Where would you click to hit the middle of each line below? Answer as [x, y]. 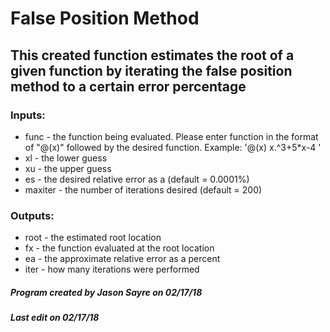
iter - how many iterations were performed [112, 269]
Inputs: [28, 115]
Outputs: [32, 215]
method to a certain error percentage [128, 86]
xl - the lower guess [66, 158]
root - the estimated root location [93, 238]
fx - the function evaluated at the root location [119, 248]
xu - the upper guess [68, 168]
